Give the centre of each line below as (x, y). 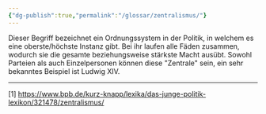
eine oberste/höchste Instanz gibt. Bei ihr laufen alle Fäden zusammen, (124, 46)
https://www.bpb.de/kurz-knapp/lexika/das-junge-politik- (112, 94)
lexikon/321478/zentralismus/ (56, 102)
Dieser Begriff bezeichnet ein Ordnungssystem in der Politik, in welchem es (131, 38)
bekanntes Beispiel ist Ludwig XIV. (64, 71)
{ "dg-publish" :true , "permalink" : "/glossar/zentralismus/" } (108, 15)
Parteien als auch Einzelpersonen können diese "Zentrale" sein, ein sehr (126, 63)
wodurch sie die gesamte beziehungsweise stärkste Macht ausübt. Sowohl (130, 54)
